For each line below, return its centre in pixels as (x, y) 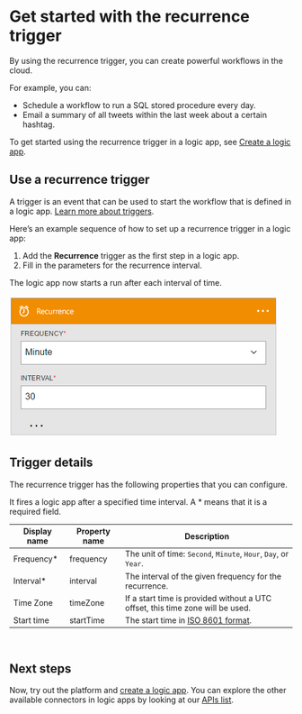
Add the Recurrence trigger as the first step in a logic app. (131, 255)
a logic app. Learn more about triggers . (82, 211)
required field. (35, 511)
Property (93, 531)
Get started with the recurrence (129, 17)
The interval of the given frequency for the (204, 576)
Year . (134, 563)
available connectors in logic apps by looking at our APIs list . (122, 700)
